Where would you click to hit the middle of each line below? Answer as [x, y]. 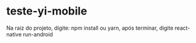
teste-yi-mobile [47, 11]
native [14, 34]
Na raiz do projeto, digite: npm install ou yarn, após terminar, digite [90, 28]
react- [182, 28]
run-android [38, 34]
